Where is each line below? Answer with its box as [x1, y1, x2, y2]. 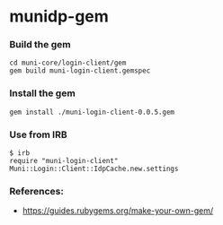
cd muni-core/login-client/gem [9, 58, 127, 68]
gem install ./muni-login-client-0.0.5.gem [9, 108, 175, 117]
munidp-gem [9, 6, 110, 27]
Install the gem [9, 87, 76, 100]
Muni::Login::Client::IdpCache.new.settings [9, 164, 179, 174]
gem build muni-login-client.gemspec [9, 66, 151, 75]
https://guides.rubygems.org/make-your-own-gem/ [22, 205, 214, 216]
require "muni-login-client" [9, 157, 119, 166]
